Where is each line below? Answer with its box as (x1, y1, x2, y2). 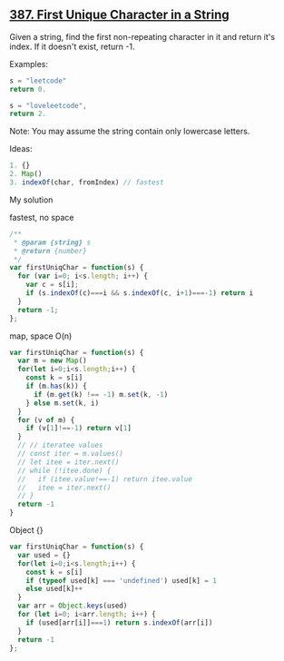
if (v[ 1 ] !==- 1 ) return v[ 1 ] (25, 424, 132, 433)
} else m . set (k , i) (25, 399, 100, 408)
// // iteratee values (17, 440, 103, 450)
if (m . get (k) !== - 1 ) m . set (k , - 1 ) (33, 390, 169, 399)
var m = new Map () (17, 356, 88, 366)
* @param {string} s (13, 238, 92, 247)
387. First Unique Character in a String (9, 7, 230, 23)
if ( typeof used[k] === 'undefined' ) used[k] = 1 (25, 576, 218, 585)
